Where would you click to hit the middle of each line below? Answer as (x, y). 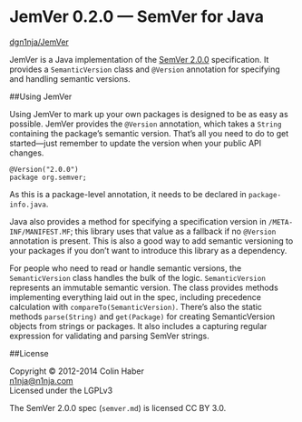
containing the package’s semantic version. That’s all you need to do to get (149, 133)
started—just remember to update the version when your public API (136, 143)
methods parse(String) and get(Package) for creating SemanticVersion (142, 316)
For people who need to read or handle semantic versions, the (126, 268)
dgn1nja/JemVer (39, 42)
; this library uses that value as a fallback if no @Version (173, 231)
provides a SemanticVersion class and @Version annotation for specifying (145, 69)
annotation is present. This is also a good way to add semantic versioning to (151, 241)
